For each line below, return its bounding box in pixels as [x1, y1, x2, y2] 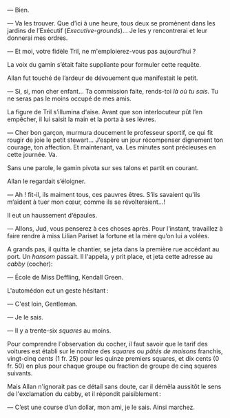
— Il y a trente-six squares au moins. [7, 326, 112, 335]
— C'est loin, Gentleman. [7, 300, 78, 308]
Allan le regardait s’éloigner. [7, 177, 86, 185]
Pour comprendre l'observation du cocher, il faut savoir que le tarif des [7, 340, 208, 348]
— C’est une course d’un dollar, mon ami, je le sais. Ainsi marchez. [7, 403, 195, 411]
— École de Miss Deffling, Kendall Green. [7, 273, 124, 281]
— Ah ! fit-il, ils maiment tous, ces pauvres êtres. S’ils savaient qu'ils [7, 191, 201, 198]
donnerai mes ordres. [7, 34, 68, 42]
